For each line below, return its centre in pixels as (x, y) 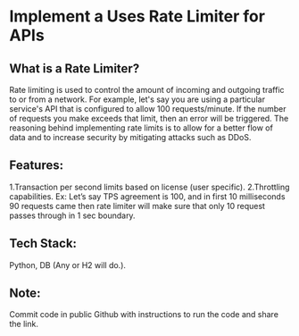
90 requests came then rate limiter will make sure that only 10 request (137, 206)
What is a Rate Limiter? (75, 68)
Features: (37, 166)
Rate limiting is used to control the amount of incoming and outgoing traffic (147, 90)
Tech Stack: (43, 244)
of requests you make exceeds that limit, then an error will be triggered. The (149, 118)
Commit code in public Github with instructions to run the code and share (144, 315)
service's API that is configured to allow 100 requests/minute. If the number (148, 109)
